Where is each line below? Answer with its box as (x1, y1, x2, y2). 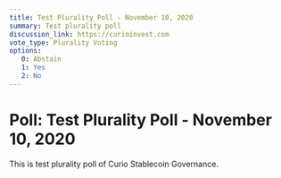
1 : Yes (21, 64, 46, 72)
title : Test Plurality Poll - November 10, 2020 (9, 13, 194, 22)
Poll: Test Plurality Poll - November (9, 109, 272, 130)
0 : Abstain (21, 55, 62, 64)
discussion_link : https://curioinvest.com (9, 30, 169, 38)
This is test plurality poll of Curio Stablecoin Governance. (9, 158, 219, 169)
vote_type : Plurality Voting (9, 38, 118, 47)
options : (9, 47, 42, 55)
